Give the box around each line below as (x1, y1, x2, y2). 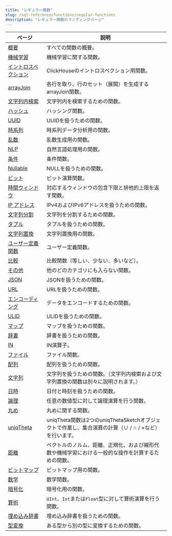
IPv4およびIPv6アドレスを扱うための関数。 (46, 202, 150, 209)
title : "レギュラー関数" (5, 7, 53, 13)
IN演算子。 (46, 341, 73, 349)
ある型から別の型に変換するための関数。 (46, 522, 144, 529)
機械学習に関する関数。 (46, 54, 103, 61)
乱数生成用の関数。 (46, 136, 93, 143)
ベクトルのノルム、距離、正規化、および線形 (46, 441, 155, 448)
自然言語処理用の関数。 (46, 146, 103, 153)
